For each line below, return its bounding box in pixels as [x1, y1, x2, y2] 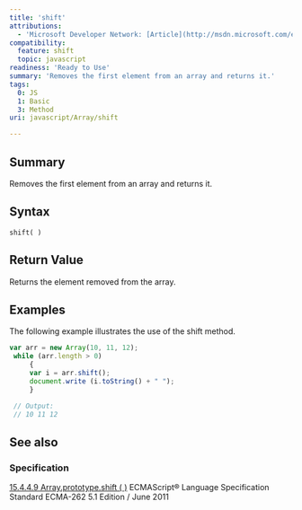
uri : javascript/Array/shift [9, 113, 119, 122]
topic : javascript [17, 55, 87, 64]
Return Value [9, 252, 84, 268]
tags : [9, 80, 30, 89]
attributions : [9, 22, 63, 31]
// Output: [13, 401, 54, 410]
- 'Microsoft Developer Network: [17, 30, 143, 39]
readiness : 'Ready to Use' [9, 64, 111, 73]
